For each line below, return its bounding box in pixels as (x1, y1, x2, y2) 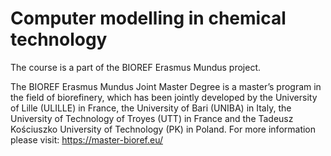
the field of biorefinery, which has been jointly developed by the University (10, 91, 318, 103)
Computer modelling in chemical (10, 7, 287, 30)
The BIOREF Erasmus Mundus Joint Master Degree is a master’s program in (10, 80, 322, 92)
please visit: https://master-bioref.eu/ (10, 133, 163, 146)
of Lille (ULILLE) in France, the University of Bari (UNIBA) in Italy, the (10, 102, 292, 114)
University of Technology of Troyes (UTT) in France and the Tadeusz (10, 112, 294, 124)
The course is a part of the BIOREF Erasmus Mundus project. (10, 61, 262, 73)
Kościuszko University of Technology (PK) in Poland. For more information (10, 123, 317, 135)
